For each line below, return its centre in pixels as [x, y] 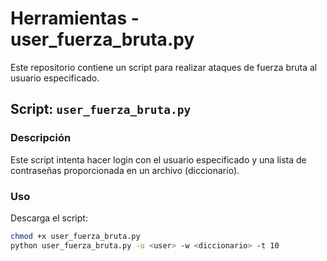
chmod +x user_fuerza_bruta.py [75, 236]
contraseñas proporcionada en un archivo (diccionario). [125, 170]
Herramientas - [75, 18]
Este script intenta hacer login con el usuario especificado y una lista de [158, 159]
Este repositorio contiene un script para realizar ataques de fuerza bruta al [164, 67]
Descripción [41, 138]
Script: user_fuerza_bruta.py [101, 109]
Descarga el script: [49, 218]
